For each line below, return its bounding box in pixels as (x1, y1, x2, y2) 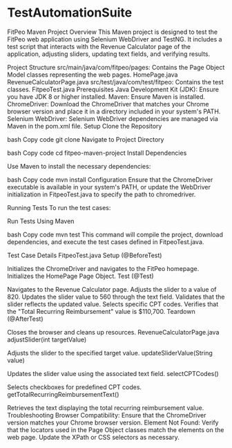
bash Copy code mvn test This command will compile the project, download (7, 230, 223, 239)
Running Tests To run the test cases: (7, 203, 111, 212)
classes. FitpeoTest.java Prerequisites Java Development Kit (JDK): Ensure (7, 85, 220, 93)
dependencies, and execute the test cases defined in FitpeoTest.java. (7, 237, 204, 246)
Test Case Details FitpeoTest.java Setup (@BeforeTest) (7, 251, 162, 259)
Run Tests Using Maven (7, 216, 75, 225)
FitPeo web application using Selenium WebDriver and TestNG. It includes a (7, 35, 222, 43)
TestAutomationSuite (7, 5, 133, 21)
